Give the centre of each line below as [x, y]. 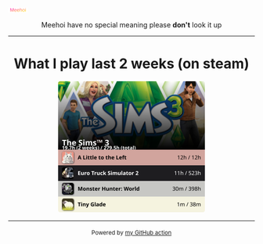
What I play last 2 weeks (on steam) [131, 64]
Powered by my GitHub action [131, 232]
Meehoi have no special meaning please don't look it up [131, 25]
